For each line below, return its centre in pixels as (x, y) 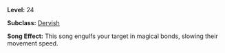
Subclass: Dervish (33, 23)
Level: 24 (21, 10)
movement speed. (33, 43)
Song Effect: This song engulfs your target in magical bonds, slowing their (112, 36)
